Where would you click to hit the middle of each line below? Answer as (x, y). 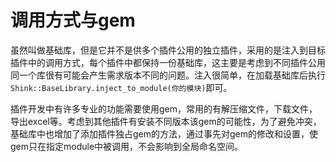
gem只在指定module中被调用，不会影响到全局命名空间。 (127, 146)
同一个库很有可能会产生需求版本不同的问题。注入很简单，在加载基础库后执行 (168, 75)
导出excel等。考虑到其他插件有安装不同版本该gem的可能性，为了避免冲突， (166, 121)
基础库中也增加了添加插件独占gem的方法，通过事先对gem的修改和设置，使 (164, 133)
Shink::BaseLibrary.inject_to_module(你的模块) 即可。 (121, 87)
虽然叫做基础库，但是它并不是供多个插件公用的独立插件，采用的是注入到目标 (168, 50)
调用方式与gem (73, 20)
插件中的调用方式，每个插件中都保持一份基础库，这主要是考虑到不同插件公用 (168, 62)
